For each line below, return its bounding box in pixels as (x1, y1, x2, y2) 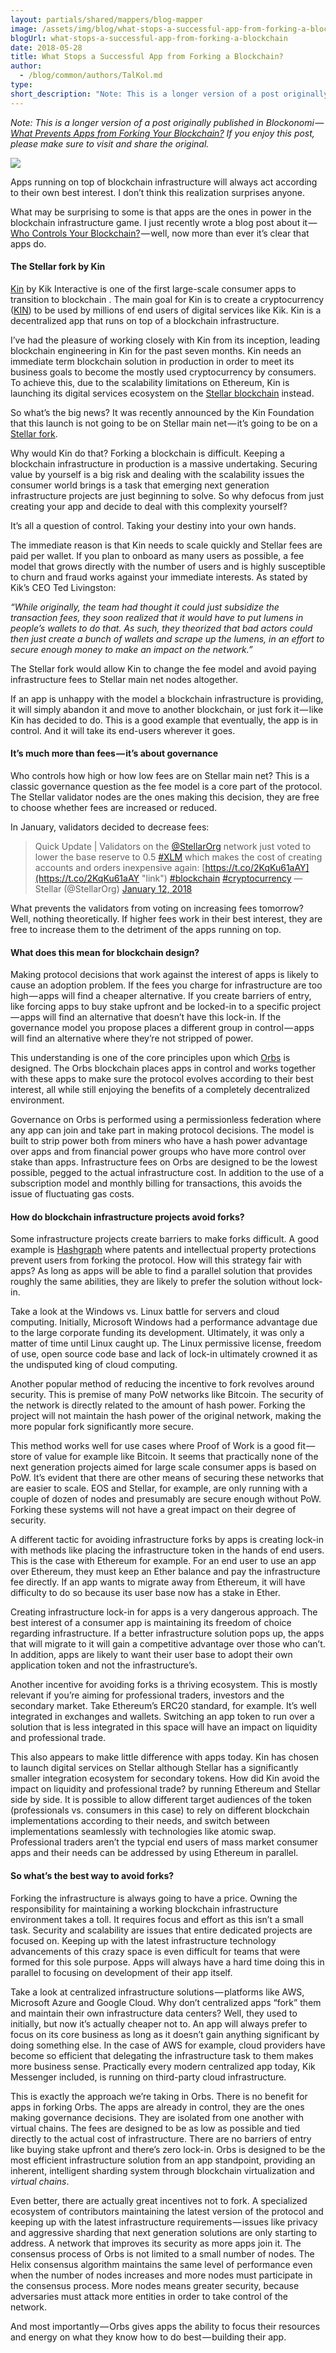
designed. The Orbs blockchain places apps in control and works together (10, 1062, 316, 1075)
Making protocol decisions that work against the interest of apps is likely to (10, 969, 319, 981)
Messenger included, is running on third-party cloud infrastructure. (10, 2071, 287, 2083)
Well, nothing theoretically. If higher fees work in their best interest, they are (10, 913, 323, 925)
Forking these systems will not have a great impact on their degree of (10, 1504, 297, 1516)
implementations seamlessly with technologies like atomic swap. (10, 1826, 277, 1838)
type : (10, 80, 33, 90)
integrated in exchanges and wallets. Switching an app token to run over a (10, 1711, 315, 1723)
